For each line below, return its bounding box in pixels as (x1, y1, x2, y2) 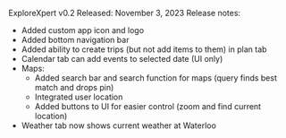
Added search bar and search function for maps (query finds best (34, 73, 278, 83)
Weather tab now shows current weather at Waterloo (21, 120, 216, 131)
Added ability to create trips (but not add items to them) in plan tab (21, 44, 267, 55)
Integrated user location (34, 91, 123, 102)
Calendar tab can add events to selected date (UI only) (21, 54, 223, 64)
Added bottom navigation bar (21, 35, 130, 45)
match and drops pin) (34, 82, 114, 92)
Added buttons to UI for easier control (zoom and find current (34, 101, 261, 111)
